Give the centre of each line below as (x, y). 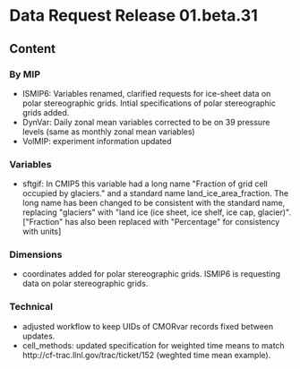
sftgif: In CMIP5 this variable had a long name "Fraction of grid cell (145, 184)
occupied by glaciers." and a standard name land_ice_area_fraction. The (155, 193)
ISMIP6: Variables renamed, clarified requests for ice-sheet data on (146, 93)
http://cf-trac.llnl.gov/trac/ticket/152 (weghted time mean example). (146, 355)
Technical (31, 307)
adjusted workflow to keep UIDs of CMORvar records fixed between (148, 326)
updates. (39, 336)
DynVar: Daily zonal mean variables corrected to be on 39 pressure (146, 122)
